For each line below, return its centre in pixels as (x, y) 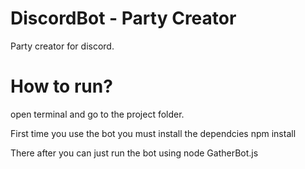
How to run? (61, 86)
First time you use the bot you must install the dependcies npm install (153, 133)
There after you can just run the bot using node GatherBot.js (134, 153)
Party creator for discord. (62, 46)
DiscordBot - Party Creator (123, 18)
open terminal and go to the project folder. (97, 114)
